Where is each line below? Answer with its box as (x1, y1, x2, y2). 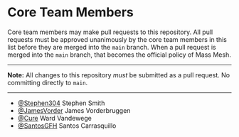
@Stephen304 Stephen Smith (17, 99, 105, 107)
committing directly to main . (7, 78, 88, 87)
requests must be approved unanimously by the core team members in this (7, 35, 228, 43)
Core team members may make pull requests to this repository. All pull (7, 28, 213, 36)
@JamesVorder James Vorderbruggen (17, 106, 131, 114)
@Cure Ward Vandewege (17, 114, 92, 122)
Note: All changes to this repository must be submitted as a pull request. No (7, 70, 230, 79)
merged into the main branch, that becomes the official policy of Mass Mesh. (7, 50, 231, 59)
